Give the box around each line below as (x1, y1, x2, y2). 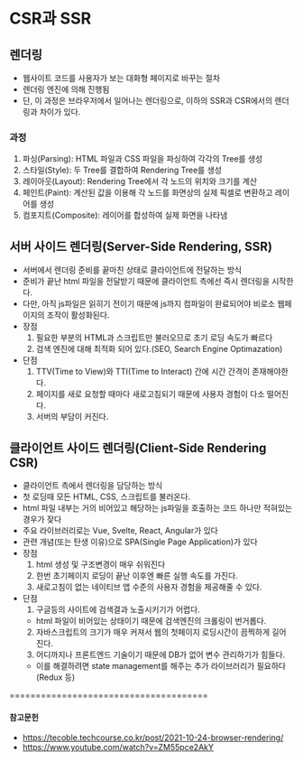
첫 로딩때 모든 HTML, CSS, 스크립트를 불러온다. (22, 491, 191, 502)
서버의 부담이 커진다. (35, 412, 109, 422)
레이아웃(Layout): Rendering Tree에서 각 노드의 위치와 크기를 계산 (22, 176, 258, 187)
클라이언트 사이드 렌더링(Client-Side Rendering (9, 440, 267, 456)
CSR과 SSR (9, 8, 92, 29)
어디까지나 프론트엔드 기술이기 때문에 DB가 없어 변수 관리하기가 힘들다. (35, 649, 286, 660)
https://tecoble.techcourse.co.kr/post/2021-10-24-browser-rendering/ (22, 732, 284, 743)
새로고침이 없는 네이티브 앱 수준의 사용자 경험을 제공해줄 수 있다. (35, 581, 262, 592)
